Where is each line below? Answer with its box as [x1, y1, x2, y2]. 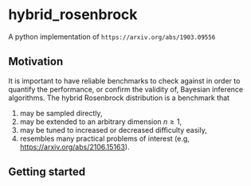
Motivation [8, 55, 64, 68]
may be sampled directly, [19, 108, 103, 118]
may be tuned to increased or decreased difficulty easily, [19, 125, 207, 134]
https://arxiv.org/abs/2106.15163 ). [19, 141, 130, 152]
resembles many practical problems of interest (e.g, [19, 134, 190, 143]
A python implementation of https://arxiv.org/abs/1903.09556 [8, 32, 216, 41]
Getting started [8, 165, 86, 179]
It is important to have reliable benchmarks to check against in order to [8, 76, 241, 85]
